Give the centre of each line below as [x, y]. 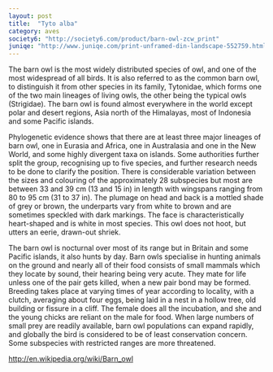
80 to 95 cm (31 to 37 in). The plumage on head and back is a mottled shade [136, 198]
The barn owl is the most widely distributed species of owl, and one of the [132, 69]
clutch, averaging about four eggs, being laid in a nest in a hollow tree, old [132, 300]
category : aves [34, 31]
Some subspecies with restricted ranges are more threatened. [112, 344]
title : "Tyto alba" [43, 24]
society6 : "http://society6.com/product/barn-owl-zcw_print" [114, 39]
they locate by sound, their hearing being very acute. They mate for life [127, 274]
